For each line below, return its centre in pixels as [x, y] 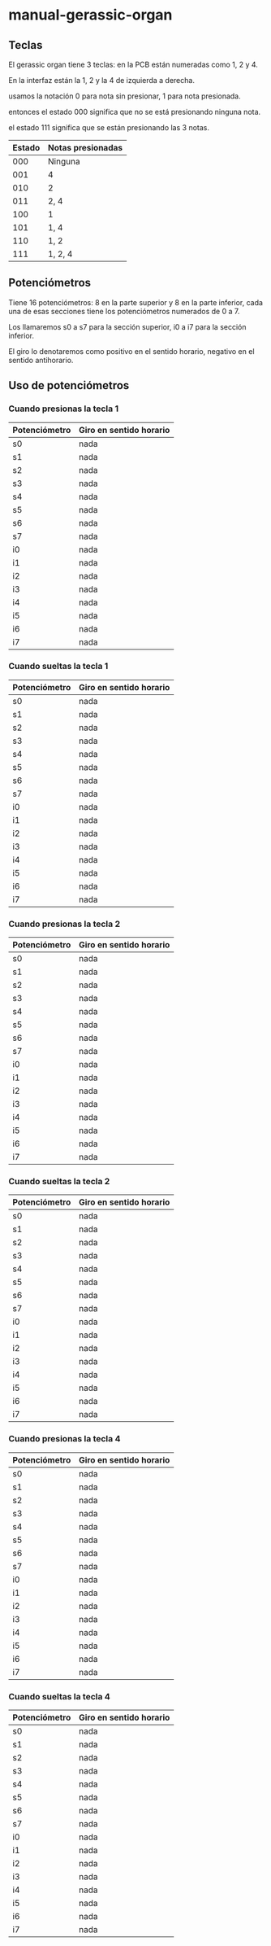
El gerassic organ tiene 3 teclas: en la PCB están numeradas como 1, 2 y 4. [133, 64]
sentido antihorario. [41, 360]
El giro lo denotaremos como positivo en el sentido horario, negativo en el [131, 351]
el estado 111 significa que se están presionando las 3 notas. [109, 127]
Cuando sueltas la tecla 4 [60, 1696]
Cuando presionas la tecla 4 [65, 1439]
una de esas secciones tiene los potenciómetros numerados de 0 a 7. [124, 311]
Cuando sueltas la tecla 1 [58, 667]
